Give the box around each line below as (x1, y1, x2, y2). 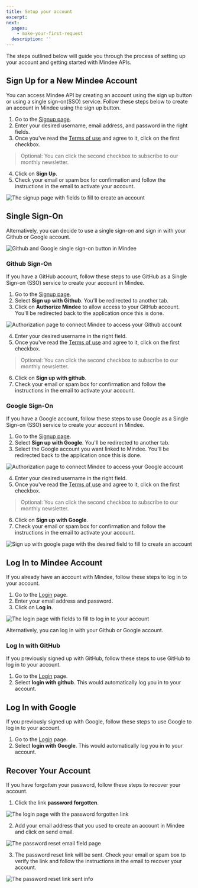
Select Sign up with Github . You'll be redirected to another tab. (14, 297, 169, 304)
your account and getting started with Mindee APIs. (6, 59, 132, 66)
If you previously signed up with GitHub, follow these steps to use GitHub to (6, 655, 191, 662)
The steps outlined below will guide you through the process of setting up (6, 53, 186, 59)
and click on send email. (14, 828, 74, 835)
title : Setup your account (6, 8, 73, 15)
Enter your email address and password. (14, 597, 113, 604)
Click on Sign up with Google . (14, 516, 89, 524)
